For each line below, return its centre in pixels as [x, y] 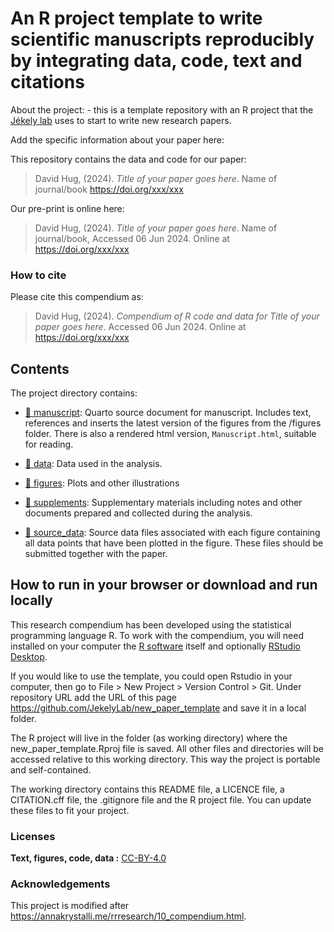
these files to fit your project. [70, 810]
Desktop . [29, 656]
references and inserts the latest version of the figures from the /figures [173, 423]
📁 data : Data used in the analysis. [93, 464]
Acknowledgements [60, 884]
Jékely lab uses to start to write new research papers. [121, 120]
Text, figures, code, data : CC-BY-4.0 [88, 858]
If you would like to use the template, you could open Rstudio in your [151, 676]
